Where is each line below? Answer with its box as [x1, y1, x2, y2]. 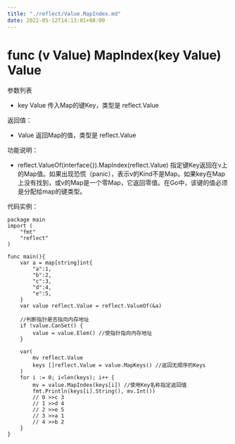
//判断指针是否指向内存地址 [20, 316, 89, 324]
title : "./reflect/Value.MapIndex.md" [7, 10, 121, 18]
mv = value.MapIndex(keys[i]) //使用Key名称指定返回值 [32, 381, 187, 389]
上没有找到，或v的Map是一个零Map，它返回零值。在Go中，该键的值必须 [17, 179, 228, 187]
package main [7, 216, 46, 224]
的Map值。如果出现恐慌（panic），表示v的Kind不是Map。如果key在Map [17, 170, 226, 178]
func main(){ [7, 253, 46, 260]
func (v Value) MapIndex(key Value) [7, 47, 222, 63]
